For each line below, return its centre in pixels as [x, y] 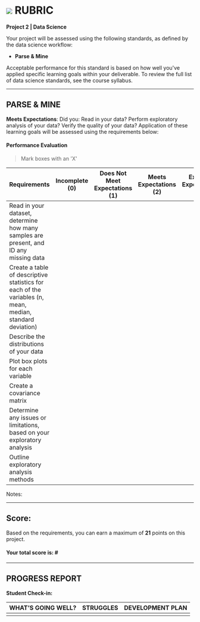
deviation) [23, 327]
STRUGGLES [100, 608]
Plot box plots [28, 361]
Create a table [29, 267]
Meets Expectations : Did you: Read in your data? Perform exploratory [92, 119]
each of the [25, 289]
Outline [19, 457]
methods [21, 479]
